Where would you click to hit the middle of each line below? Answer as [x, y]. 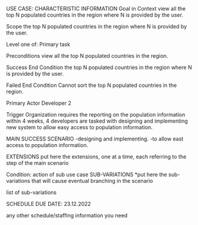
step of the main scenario [37, 163]
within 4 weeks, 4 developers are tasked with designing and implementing [97, 121]
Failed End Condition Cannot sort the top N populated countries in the [92, 85]
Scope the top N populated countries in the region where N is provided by [97, 26]
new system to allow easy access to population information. [79, 127]
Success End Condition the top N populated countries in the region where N [99, 67]
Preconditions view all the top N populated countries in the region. [87, 56]
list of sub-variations [32, 192]
